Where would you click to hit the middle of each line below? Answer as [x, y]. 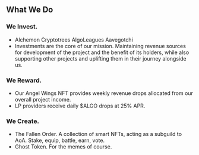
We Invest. [22, 27]
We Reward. [24, 80]
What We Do [30, 10]
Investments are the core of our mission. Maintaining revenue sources [100, 46]
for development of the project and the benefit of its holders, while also [102, 52]
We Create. [23, 121]
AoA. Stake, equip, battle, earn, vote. [60, 140]
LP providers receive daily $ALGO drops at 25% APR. [80, 106]
